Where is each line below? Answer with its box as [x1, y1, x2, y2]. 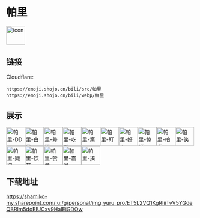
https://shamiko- [6, 193, 47, 200]
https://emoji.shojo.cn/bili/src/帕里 [6, 86, 102, 92]
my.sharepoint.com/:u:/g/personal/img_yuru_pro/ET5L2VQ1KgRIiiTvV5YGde [6, 199, 193, 207]
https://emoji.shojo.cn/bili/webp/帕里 [6, 92, 105, 98]
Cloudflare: [6, 73, 34, 80]
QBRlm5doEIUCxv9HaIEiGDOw [6, 205, 83, 213]
